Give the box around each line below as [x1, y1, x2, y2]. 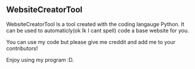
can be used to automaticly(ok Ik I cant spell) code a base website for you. [6, 27, 190, 34]
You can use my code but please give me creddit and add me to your [6, 38, 176, 45]
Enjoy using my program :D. [6, 56, 75, 63]
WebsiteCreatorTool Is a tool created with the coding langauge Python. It [6, 20, 185, 27]
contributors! [6, 45, 38, 52]
